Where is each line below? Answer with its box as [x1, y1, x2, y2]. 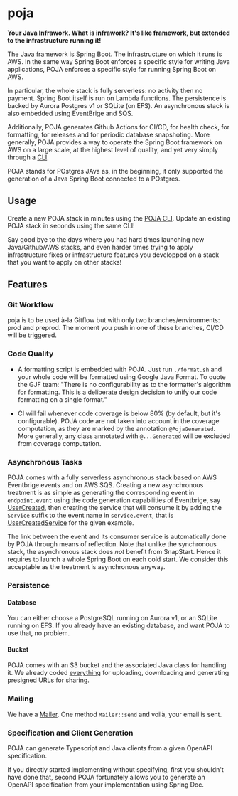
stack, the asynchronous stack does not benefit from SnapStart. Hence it [7, 548, 222, 556]
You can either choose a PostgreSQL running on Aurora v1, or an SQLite [7, 614, 217, 622]
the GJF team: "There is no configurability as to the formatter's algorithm [17, 380, 232, 388]
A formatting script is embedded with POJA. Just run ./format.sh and [17, 365, 222, 373]
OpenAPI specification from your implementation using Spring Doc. [7, 780, 205, 789]
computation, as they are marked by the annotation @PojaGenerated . [17, 424, 216, 433]
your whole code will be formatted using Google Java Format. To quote [17, 372, 226, 381]
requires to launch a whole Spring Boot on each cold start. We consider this [7, 555, 229, 563]
